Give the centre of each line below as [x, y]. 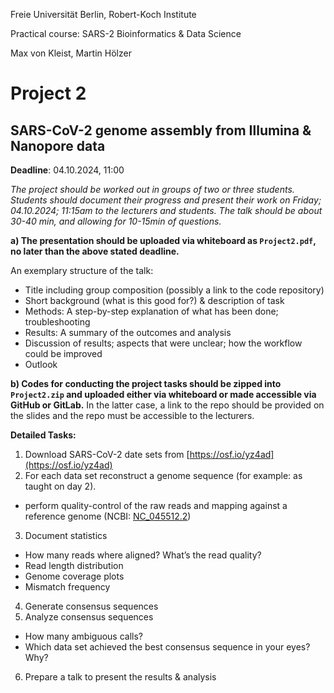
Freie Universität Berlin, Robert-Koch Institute [103, 14]
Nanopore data [58, 145]
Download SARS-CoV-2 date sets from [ [107, 454]
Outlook [41, 364]
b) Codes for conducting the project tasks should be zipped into [146, 383]
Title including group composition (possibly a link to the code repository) [174, 290]
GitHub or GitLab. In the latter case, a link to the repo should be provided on [167, 405]
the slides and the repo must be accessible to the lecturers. [132, 415]
